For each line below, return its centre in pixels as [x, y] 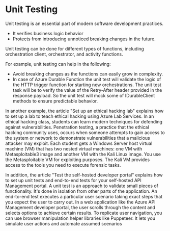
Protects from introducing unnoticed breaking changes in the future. [84, 39]
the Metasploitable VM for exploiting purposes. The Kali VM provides [78, 160]
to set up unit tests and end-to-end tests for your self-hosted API [73, 180]
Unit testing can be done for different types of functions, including [75, 48]
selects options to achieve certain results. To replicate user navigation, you [84, 213]
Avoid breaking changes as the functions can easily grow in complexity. [88, 74]
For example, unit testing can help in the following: [58, 64]
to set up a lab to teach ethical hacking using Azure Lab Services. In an [80, 116]
